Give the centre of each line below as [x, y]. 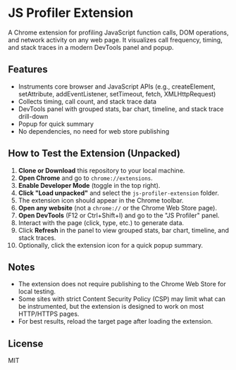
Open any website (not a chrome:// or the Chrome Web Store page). [118, 208]
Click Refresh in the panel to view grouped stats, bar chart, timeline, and [124, 230]
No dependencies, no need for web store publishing [94, 131]
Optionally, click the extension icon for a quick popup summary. [111, 245]
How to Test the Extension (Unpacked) [94, 154]
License [26, 344]
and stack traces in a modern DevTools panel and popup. [91, 47]
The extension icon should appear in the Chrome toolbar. [101, 200]
